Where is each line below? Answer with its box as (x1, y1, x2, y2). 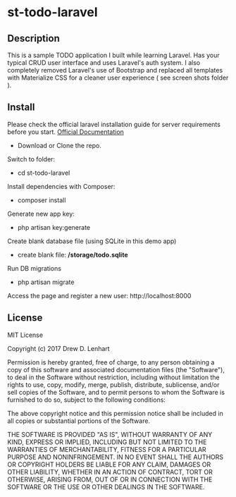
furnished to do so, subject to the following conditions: (7, 395, 166, 404)
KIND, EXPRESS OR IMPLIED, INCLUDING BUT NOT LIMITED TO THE (7, 438, 207, 446)
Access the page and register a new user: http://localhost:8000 (7, 291, 192, 300)
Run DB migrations (7, 264, 62, 272)
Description (7, 32, 60, 44)
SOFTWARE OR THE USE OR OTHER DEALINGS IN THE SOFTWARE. (7, 482, 205, 491)
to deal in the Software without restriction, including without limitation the (7, 373, 220, 381)
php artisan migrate (17, 278, 75, 286)
